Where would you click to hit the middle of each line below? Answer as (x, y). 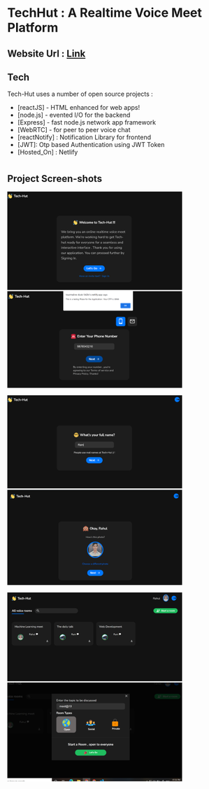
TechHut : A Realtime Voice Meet (105, 13)
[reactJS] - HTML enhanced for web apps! (79, 108)
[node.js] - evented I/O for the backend (74, 115)
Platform (33, 28)
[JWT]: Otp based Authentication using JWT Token (91, 145)
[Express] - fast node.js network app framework (86, 122)
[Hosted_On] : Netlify (48, 152)
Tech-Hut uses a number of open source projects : (80, 94)
